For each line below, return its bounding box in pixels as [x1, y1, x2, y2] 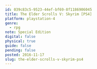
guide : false [5, 43, 32, 48]
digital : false [5, 34, 36, 39]
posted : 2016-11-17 [5, 52, 45, 57]
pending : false [5, 48, 36, 52]
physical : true [5, 39, 36, 44]
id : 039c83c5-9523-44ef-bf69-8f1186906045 [5, 7, 92, 12]
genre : [5, 20, 18, 26]
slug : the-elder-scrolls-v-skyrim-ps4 [5, 57, 83, 62]
